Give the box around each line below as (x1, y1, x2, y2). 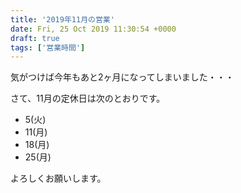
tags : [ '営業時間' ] (10, 42, 86, 53)
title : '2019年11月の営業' (10, 14, 115, 25)
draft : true (10, 33, 60, 43)
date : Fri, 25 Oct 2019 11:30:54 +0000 (10, 24, 177, 34)
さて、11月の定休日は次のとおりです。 (10, 92, 166, 105)
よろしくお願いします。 (10, 172, 107, 185)
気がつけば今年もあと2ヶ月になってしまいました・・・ (10, 71, 235, 83)
